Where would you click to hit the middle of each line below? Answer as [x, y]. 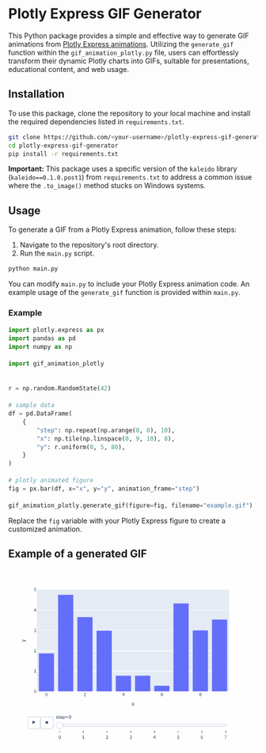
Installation [36, 95]
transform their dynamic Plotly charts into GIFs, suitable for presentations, [129, 61]
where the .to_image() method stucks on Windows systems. [107, 186]
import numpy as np [40, 347]
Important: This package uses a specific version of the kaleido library [123, 169]
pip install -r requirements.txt [63, 154]
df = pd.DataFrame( [40, 414]
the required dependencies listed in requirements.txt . [96, 121]
